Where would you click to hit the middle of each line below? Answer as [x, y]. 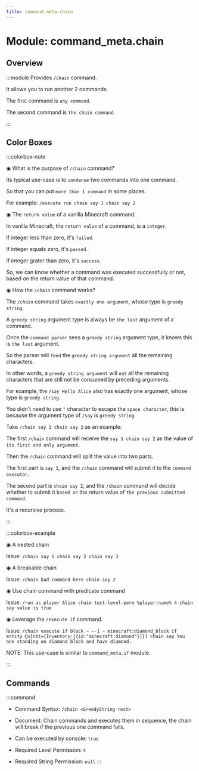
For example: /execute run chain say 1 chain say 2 [71, 203]
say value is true [29, 608]
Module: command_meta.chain [85, 41]
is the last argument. [33, 344]
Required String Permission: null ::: [58, 761]
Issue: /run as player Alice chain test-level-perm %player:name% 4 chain [100, 602]
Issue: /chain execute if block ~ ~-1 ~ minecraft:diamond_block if [92, 631]
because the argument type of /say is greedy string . [71, 416]
